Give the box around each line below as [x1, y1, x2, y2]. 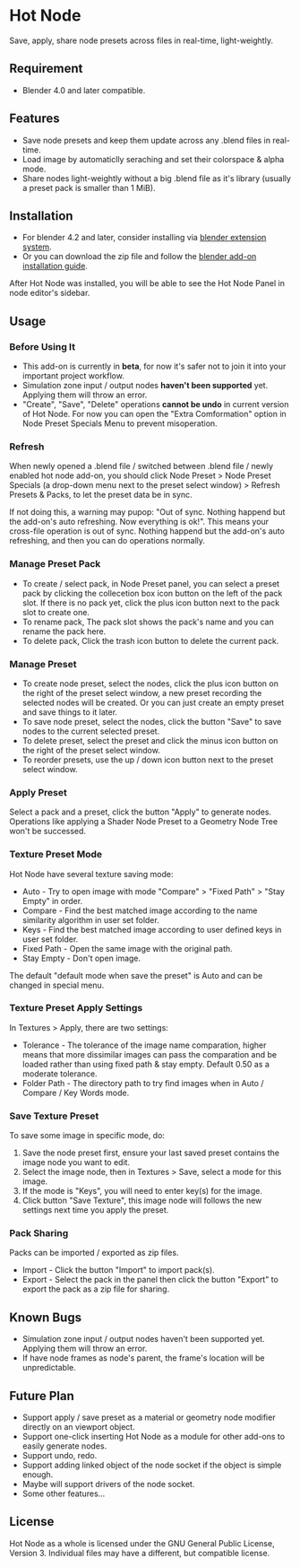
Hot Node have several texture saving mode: [9, 868, 174, 879]
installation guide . [21, 261, 88, 272]
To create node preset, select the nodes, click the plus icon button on [21, 678, 279, 689]
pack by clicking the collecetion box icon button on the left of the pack [21, 588, 283, 598]
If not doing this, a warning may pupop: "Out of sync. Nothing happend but [9, 507, 286, 518]
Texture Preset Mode [9, 849, 103, 861]
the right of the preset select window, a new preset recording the [21, 687, 262, 698]
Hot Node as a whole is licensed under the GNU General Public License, [9, 1537, 275, 1548]
